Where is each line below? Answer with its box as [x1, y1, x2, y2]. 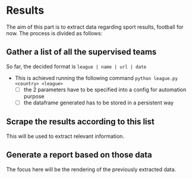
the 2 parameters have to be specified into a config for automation [23, 86, 187, 93]
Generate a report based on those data [6, 150, 153, 160]
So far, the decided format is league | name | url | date [6, 63, 147, 70]
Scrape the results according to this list [6, 117, 155, 127]
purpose [23, 92, 45, 100]
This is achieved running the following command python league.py [14, 74, 178, 81]
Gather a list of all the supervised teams [6, 47, 157, 57]
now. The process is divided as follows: [6, 29, 103, 36]
